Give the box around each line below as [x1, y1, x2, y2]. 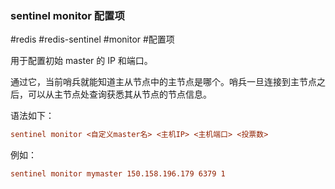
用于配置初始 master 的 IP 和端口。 [10, 55, 153, 67]
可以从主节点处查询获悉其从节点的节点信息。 [27, 88, 212, 101]
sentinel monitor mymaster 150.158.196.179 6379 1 [10, 169, 226, 179]
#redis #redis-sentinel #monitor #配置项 [10, 33, 175, 46]
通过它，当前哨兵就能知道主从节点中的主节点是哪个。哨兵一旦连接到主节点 [10, 76, 317, 88]
